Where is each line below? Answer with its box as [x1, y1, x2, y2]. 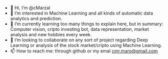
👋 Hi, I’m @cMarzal [10, 5, 51, 11]
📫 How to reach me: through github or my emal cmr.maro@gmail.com [10, 48, 158, 54]
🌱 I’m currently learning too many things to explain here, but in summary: [10, 21, 163, 27]
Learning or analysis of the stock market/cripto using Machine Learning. [10, 42, 162, 48]
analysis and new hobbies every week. [10, 32, 92, 37]
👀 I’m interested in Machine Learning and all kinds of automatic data [10, 10, 153, 16]
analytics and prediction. [10, 16, 62, 21]
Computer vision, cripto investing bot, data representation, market [10, 26, 149, 32]
